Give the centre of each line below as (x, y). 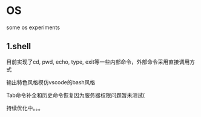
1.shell (19, 46)
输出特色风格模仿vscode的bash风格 (51, 82)
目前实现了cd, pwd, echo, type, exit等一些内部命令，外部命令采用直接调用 (98, 62)
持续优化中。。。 (25, 108)
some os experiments (33, 27)
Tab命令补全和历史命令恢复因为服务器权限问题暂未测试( (76, 95)
